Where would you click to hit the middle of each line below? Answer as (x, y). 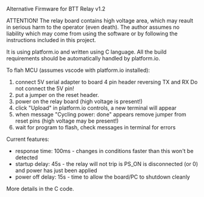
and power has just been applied (56, 170)
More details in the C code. (40, 189)
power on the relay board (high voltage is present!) (79, 101)
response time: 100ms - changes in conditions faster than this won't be (104, 151)
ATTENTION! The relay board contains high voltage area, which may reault (100, 20)
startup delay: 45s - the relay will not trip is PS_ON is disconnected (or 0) (107, 164)
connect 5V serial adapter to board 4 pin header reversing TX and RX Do (106, 82)
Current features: (28, 139)
